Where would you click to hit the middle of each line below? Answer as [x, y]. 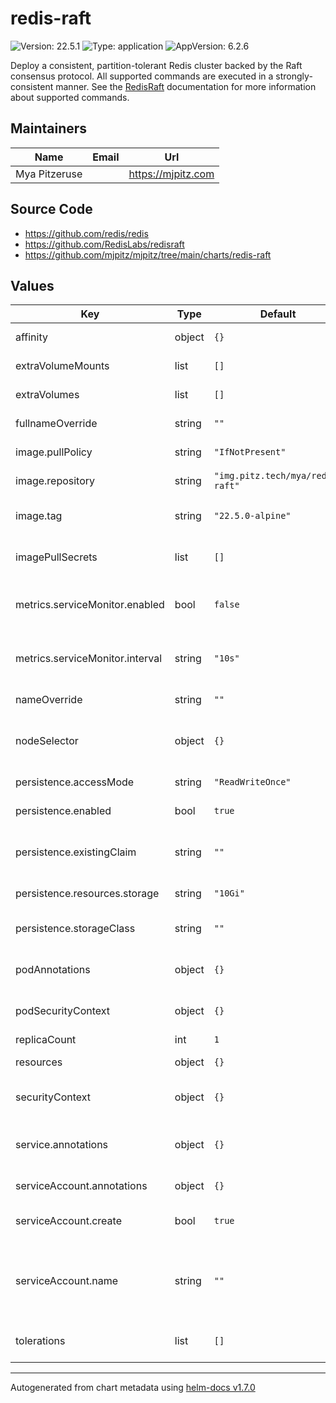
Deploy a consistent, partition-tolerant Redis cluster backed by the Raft [156, 65]
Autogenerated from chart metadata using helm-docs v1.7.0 [133, 1388]
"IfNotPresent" [250, 452]
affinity [31, 337]
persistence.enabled [63, 811]
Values [32, 285]
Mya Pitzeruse [49, 174]
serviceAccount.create [68, 1221]
